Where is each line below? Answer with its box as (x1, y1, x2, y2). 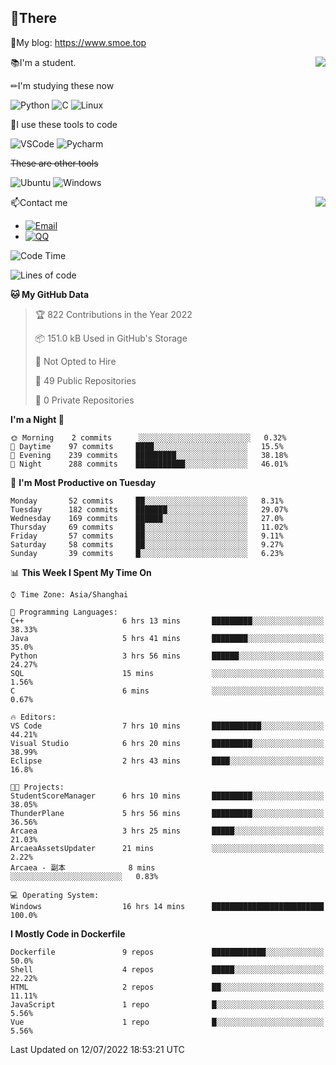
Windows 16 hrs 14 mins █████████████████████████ (10, 901, 325, 911)
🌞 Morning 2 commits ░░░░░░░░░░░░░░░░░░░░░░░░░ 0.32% (10, 432, 287, 443)
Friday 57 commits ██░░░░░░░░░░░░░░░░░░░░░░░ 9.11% (10, 531, 284, 541)
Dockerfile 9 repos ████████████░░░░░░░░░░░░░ (10, 947, 325, 957)
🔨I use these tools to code (10, 118, 118, 130)
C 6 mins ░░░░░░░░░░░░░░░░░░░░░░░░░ (10, 686, 325, 696)
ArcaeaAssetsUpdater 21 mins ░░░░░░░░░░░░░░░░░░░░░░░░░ (10, 843, 325, 853)
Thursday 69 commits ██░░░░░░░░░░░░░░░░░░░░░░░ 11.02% (10, 522, 288, 532)
